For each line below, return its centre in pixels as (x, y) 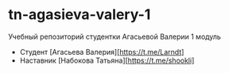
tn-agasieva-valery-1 (80, 15)
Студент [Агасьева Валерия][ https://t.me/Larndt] (102, 52)
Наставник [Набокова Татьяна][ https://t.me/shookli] (107, 60)
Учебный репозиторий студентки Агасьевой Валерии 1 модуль (114, 36)
